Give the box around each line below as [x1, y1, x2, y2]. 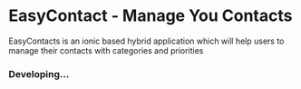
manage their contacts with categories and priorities [8, 44, 204, 55]
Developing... [8, 67, 70, 80]
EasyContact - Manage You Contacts [8, 5, 293, 26]
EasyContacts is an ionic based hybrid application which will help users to [8, 35, 285, 46]
